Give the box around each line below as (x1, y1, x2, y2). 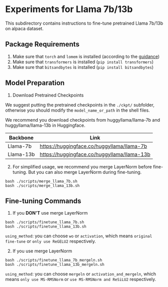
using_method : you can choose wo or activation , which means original (5, 233, 152, 239)
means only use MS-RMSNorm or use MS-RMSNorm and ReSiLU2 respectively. (5, 276, 156, 282)
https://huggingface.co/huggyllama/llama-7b (39, 142, 147, 149)
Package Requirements (5, 40, 79, 49)
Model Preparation (5, 79, 65, 87)
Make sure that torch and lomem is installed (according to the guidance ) (12, 53, 160, 59)
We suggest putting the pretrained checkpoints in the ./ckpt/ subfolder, (5, 102, 155, 108)
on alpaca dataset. (5, 25, 44, 31)
